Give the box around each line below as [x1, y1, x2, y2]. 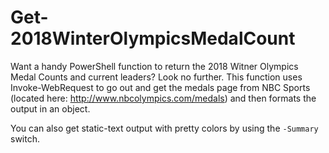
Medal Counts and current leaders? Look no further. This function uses [10, 71, 303, 83]
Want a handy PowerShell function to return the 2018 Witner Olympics [10, 60, 299, 72]
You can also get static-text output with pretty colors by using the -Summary [10, 122, 319, 134]
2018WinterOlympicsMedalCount [10, 27, 296, 50]
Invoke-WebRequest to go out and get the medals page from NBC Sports [10, 81, 311, 93]
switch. [10, 132, 40, 145]
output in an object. [10, 102, 91, 115]
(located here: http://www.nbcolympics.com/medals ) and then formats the [10, 92, 317, 104]
